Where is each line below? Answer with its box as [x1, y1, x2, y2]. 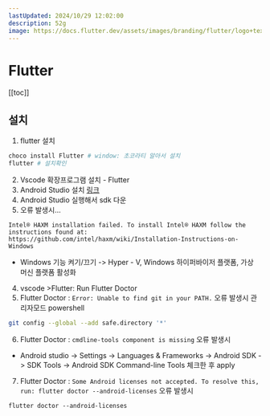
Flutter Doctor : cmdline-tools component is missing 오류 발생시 [19, 334, 231, 344]
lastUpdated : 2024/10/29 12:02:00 [8, 11, 125, 20]
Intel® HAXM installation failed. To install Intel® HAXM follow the [8, 221, 247, 229]
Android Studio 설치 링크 [19, 185, 100, 194]
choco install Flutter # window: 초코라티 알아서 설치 [8, 152, 181, 161]
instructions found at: [8, 228, 88, 236]
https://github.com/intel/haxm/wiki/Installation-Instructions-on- [8, 235, 239, 243]
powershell [47, 303, 85, 312]
